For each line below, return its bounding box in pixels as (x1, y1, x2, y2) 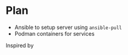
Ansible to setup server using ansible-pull (14, 24, 123, 31)
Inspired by (5, 42, 34, 49)
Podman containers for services (14, 30, 95, 37)
